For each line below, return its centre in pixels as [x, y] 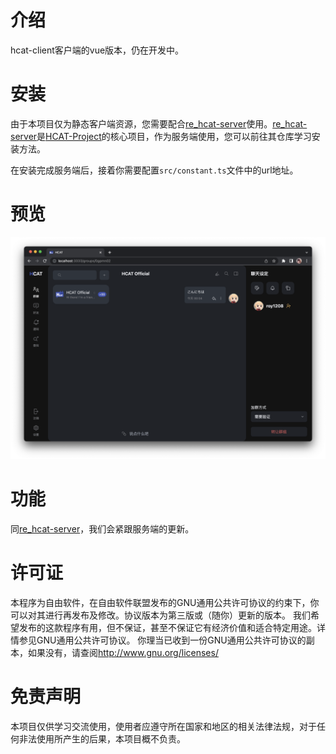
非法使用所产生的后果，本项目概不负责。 [102, 738]
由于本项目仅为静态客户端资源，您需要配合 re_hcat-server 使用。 [141, 123]
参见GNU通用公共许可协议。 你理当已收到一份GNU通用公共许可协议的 [162, 640]
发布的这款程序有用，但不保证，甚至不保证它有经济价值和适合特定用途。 [167, 628]
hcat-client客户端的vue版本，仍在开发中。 [97, 50]
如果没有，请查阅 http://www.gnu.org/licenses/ [123, 653]
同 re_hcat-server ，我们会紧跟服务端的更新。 [102, 529]
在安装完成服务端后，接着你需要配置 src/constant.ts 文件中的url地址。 [154, 170]
